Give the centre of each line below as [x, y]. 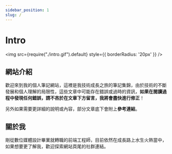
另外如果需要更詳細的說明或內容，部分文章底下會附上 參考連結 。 [72, 109]
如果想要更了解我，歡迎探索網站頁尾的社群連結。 [57, 146]
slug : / [14, 15]
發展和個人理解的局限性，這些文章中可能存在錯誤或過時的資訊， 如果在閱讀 [84, 92]
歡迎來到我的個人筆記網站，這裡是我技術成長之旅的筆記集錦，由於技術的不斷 [86, 85]
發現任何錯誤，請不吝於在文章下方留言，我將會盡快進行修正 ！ [79, 98]
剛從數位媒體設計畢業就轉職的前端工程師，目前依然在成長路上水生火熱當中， [86, 140]
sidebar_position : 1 [27, 10]
